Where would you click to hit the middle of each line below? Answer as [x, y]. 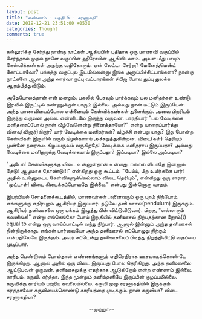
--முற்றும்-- [102, 309]
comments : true [25, 34]
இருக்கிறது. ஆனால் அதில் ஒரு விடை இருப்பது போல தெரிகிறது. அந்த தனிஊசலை [99, 263]
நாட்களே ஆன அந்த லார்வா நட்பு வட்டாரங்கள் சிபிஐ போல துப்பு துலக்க [88, 79]
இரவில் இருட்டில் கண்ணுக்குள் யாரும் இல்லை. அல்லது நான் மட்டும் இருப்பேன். [96, 105]
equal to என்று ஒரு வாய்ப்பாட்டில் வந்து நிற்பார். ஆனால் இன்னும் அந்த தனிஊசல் [99, 224]
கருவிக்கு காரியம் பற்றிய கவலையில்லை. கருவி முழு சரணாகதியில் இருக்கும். [89, 283]
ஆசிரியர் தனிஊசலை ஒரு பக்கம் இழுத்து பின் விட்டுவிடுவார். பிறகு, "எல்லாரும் [95, 210]
